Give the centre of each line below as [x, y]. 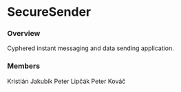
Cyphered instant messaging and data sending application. [90, 48]
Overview [24, 34]
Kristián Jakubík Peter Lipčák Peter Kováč [66, 81]
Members [23, 66]
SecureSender [49, 12]
